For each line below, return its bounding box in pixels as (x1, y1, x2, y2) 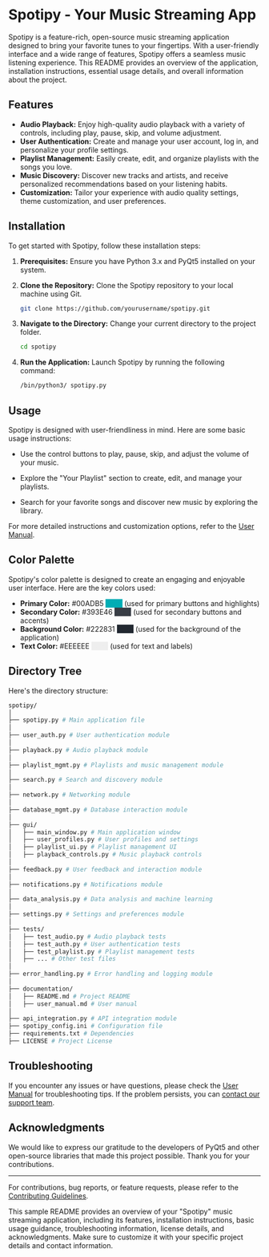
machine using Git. (19, 289, 82, 299)
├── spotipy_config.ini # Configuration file (8, 1022, 163, 1031)
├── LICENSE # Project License (8, 1037, 113, 1045)
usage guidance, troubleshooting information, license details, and (8, 1223, 224, 1233)
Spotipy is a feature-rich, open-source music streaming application (8, 32, 230, 42)
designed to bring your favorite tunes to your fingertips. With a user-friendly (8, 40, 259, 50)
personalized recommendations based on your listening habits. (19, 179, 228, 189)
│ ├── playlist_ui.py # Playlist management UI (8, 843, 178, 852)
